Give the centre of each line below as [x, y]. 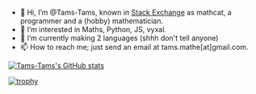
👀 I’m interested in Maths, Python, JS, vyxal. [93, 29]
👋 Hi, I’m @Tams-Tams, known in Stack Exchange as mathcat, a [126, 12]
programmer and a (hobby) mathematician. [92, 21]
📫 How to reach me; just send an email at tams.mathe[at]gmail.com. [134, 47]
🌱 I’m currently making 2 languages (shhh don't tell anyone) [119, 38]
